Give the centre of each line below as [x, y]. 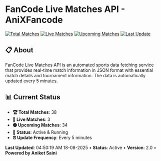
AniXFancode [34, 20]
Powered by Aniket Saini [31, 153]
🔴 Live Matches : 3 [31, 119]
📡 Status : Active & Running [40, 132]
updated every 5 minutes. [31, 81]
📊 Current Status [33, 97]
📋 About [19, 50]
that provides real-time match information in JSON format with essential [79, 70]
